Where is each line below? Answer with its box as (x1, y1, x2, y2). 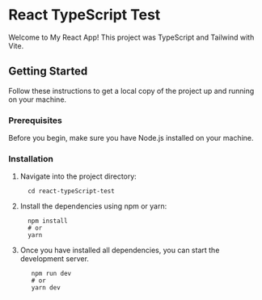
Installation (8, 153, 54, 164)
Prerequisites (8, 115, 62, 126)
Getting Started (8, 65, 88, 78)
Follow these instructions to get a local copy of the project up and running (8, 86, 255, 95)
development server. (19, 254, 89, 264)
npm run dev (31, 269, 72, 278)
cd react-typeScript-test (27, 188, 115, 196)
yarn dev (31, 284, 61, 292)
